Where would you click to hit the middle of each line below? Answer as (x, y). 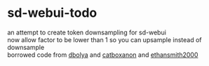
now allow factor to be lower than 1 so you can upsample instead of (104, 39)
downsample (26, 47)
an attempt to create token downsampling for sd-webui (87, 32)
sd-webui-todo (52, 13)
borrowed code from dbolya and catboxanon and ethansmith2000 (103, 55)
